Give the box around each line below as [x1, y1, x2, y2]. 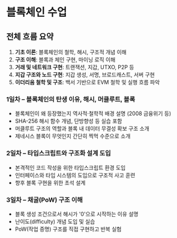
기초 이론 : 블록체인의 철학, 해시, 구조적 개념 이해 [14, 49, 127, 55]
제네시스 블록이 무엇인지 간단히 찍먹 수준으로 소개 [14, 133, 131, 140]
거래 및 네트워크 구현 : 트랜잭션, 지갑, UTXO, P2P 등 [14, 64, 134, 70]
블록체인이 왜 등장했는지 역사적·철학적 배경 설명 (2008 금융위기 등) [14, 110, 172, 117]
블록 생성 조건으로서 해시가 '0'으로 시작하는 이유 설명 [14, 210, 139, 218]
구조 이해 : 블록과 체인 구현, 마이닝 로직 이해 [14, 56, 116, 63]
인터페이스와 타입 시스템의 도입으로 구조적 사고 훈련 [14, 171, 136, 178]
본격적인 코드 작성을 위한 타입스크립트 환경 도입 [14, 164, 126, 171]
